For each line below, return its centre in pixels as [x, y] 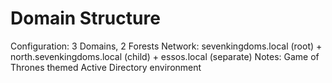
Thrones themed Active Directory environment [106, 67]
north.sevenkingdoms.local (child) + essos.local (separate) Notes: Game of [165, 56]
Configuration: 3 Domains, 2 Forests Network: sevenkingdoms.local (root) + [166, 46]
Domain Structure [85, 18]
